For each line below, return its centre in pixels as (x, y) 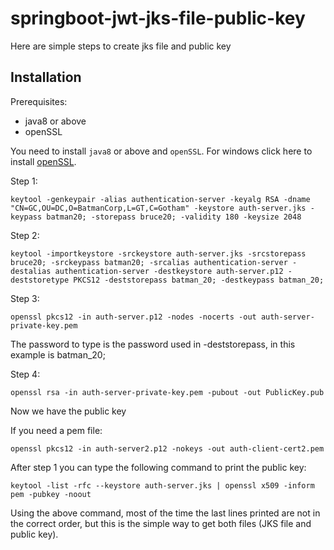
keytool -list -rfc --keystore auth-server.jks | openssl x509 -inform (162, 485)
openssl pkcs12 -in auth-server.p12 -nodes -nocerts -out (133, 317)
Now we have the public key (68, 411)
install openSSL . (43, 161)
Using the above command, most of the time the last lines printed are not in (165, 513)
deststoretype (40, 280)
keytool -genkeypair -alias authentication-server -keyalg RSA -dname (160, 199)
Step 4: (25, 374)
